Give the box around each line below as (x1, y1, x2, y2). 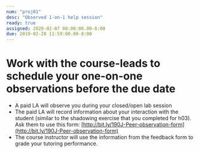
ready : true (6, 20, 36, 26)
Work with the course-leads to (6, 57, 161, 71)
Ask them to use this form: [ (14, 121, 84, 128)
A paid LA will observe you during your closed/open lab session (14, 102, 172, 109)
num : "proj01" (6, 8, 42, 15)
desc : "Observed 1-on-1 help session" (6, 14, 103, 20)
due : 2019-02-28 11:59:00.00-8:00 (6, 31, 93, 37)
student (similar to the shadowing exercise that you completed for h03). (14, 115, 192, 122)
